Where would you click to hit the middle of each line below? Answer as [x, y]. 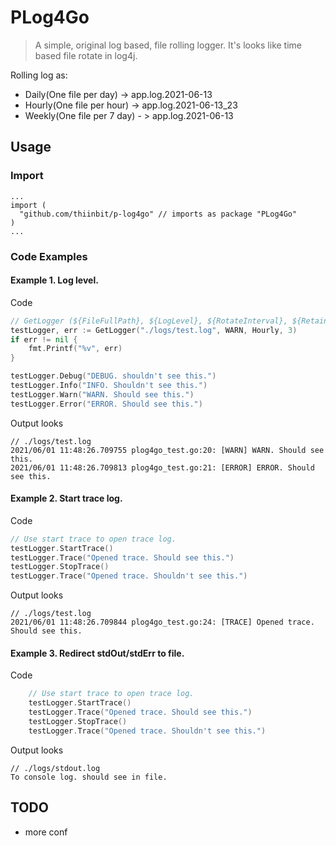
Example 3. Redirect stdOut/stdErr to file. [97, 653]
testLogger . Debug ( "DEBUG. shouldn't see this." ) [113, 376]
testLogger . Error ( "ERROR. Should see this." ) [106, 404]
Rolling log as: [39, 75]
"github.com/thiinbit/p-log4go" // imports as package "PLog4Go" [158, 214]
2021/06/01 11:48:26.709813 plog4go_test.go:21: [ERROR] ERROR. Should [162, 467]
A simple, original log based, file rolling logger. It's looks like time [168, 45]
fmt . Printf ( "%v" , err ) [75, 349]
